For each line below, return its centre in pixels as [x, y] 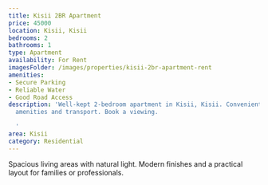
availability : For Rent [48, 61]
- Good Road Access [41, 97]
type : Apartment [35, 53]
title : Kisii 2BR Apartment [55, 16]
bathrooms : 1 [30, 45]
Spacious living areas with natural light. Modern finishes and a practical [126, 163]
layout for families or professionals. [66, 172]
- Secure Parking [37, 82]
